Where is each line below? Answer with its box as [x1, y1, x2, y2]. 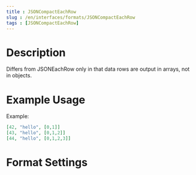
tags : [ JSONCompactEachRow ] [6, 20, 79, 26]
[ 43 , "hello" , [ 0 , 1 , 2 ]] [6, 130, 66, 136]
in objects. [6, 72, 32, 79]
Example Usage [6, 93, 86, 107]
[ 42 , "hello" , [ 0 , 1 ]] [6, 124, 61, 131]
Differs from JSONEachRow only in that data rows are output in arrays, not [6, 65, 190, 73]
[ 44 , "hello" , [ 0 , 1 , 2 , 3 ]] [6, 135, 71, 141]
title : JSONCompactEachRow [6, 8, 77, 15]
